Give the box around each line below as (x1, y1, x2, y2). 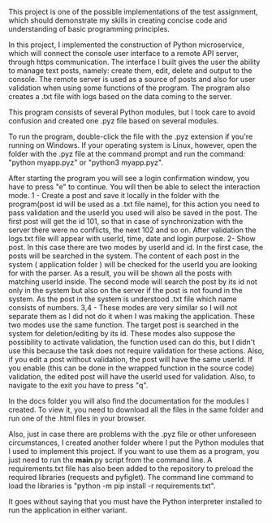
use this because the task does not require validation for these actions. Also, (8, 346, 265, 356)
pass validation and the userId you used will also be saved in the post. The (8, 208, 257, 218)
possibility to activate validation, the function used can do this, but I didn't (8, 337, 256, 347)
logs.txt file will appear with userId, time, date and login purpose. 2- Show (8, 234, 256, 243)
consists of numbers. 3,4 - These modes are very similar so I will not (8, 303, 238, 312)
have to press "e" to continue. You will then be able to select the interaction (8, 182, 261, 192)
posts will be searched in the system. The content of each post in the (8, 251, 240, 261)
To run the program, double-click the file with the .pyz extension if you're (8, 132, 253, 141)
